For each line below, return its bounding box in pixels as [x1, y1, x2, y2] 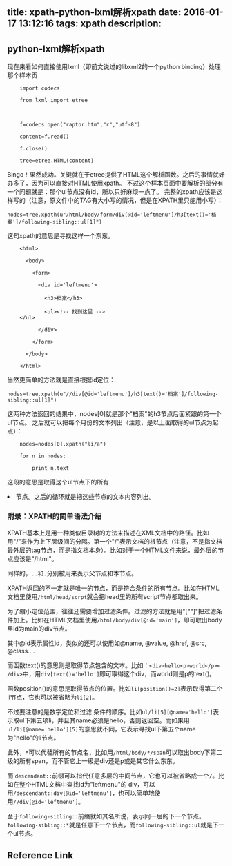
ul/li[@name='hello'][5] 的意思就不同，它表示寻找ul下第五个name [7, 725, 196, 733]
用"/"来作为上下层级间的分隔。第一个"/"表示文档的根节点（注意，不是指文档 [7, 537, 223, 545]
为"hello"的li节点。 [7, 734, 60, 742]
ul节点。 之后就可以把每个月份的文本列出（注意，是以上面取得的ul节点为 [7, 418, 213, 426]
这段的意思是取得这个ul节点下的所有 [7, 478, 109, 486]
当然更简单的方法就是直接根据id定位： [7, 375, 115, 384]
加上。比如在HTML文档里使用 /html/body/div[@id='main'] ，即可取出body [12, 616, 222, 624]
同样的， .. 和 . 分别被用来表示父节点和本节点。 [7, 569, 138, 578]
